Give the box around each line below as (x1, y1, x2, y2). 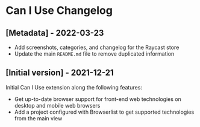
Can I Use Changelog (5, 4, 113, 18)
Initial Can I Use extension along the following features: (5, 83, 143, 91)
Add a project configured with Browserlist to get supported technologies (14, 108, 195, 116)
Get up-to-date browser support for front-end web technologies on (14, 95, 181, 103)
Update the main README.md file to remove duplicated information (14, 50, 175, 57)
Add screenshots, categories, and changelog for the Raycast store (14, 44, 180, 51)
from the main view (14, 114, 63, 122)
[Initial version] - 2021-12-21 (5, 68, 114, 78)
